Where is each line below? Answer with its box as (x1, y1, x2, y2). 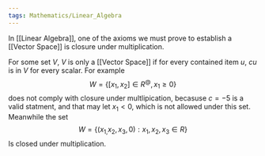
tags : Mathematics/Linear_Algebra (8, 11, 123, 20)
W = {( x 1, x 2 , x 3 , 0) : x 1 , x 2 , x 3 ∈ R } (78, 124, 188, 135)
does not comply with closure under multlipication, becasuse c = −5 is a (8, 93, 244, 103)
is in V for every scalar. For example (8, 65, 125, 75)
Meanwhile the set (8, 112, 69, 121)
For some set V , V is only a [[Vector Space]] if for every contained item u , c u (8, 57, 257, 67)
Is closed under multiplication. (8, 139, 107, 148)
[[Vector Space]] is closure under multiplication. (8, 41, 165, 51)
